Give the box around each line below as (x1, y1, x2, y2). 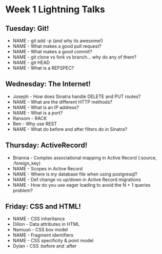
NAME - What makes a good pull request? (12, 43, 102, 49)
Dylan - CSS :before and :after (12, 243, 77, 249)
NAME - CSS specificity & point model (12, 238, 94, 244)
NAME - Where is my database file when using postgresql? (12, 171, 137, 177)
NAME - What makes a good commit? (12, 49, 92, 54)
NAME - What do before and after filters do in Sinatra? (12, 126, 128, 132)
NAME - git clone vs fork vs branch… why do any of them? (12, 54, 137, 60)
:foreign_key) (12, 160, 41, 166)
